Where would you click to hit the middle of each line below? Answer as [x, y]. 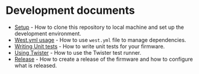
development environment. [48, 33]
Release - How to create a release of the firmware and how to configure [104, 59]
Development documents [70, 11]
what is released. [36, 65]
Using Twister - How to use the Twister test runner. [78, 52]
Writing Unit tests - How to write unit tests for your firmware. [90, 46]
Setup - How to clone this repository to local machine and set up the [99, 27]
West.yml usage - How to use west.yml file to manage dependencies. [100, 40]
